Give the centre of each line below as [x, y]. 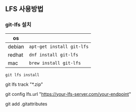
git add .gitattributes [26, 104]
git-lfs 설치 [18, 25]
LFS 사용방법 [25, 9]
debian [16, 46]
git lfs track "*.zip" [24, 84]
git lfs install [22, 75]
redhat [16, 54]
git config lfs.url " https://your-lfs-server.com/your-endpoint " [68, 94]
